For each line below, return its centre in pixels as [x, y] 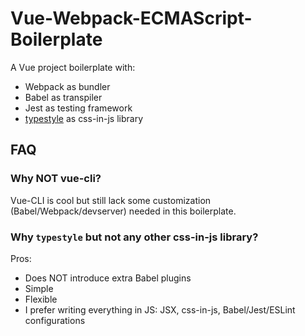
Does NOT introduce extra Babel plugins [108, 278]
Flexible [41, 299]
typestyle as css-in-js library [84, 118]
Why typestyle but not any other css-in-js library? [134, 237]
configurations [55, 320]
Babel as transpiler [63, 97]
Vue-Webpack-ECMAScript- [131, 18]
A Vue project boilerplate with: [73, 67]
